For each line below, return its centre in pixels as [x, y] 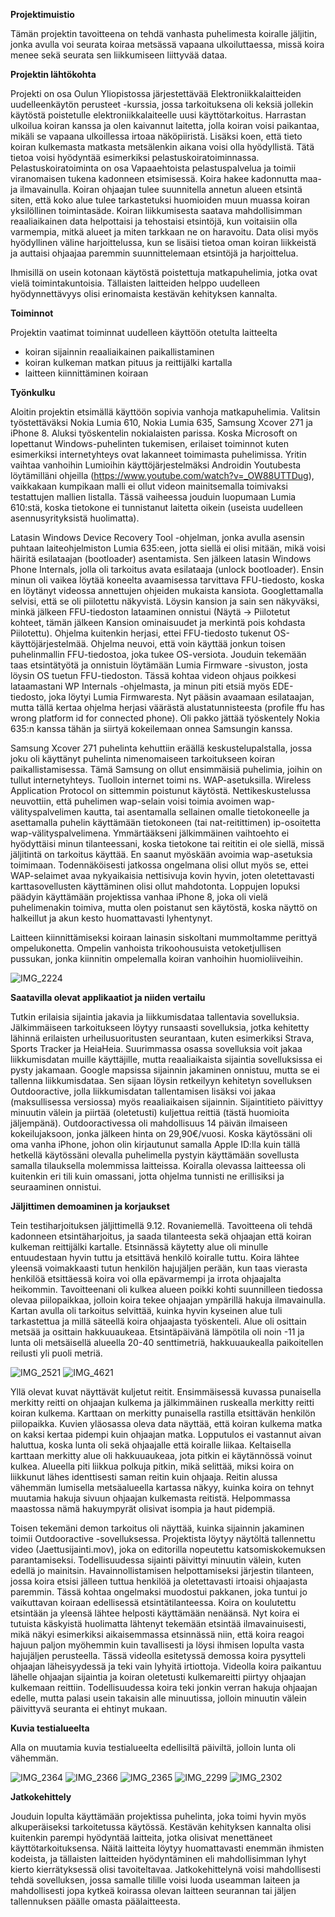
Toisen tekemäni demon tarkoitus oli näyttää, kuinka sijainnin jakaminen [157, 1528]
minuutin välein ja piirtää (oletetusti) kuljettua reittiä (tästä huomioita [150, 1112]
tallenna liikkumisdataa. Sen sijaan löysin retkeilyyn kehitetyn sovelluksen [161, 1080]
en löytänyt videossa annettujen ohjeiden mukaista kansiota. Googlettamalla [167, 590]
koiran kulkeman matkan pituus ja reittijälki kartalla [128, 362]
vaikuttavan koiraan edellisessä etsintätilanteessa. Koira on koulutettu [153, 1602]
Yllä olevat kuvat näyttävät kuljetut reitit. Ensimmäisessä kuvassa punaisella [166, 1392]
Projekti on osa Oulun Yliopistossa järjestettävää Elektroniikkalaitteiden [156, 93]
